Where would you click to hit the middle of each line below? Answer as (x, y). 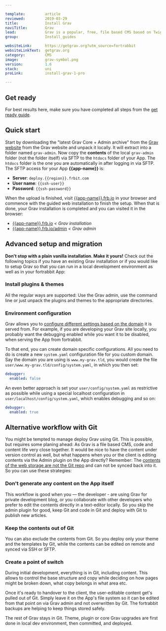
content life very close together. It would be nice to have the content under (81, 450)
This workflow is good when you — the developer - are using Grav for (76, 494)
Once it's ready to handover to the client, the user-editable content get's (79, 593)
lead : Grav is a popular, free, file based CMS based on (78, 33)
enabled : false (25, 379)
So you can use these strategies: (39, 471)
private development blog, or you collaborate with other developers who (79, 499)
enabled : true (24, 412)
